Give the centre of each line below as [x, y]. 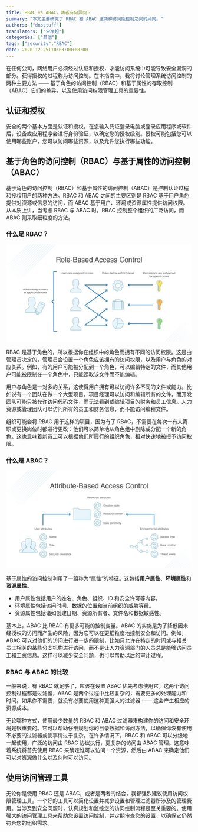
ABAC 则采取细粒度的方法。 [40, 217]
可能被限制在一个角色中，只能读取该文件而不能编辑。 [75, 374]
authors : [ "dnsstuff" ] [34, 25]
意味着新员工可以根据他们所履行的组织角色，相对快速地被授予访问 [106, 436]
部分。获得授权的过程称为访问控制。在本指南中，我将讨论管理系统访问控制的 [99, 75]
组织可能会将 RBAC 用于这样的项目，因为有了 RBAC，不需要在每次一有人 [94, 421]
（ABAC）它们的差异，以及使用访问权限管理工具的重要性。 [78, 90]
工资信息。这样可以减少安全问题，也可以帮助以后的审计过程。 [91, 655]
